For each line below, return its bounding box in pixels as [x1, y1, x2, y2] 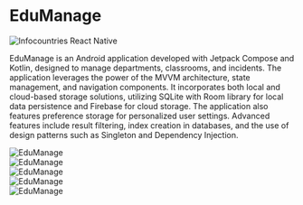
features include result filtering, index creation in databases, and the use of [9, 119, 289, 131]
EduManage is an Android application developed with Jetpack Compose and [9, 52, 295, 63]
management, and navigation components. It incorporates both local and [9, 81, 280, 92]
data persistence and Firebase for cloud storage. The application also [9, 100, 269, 111]
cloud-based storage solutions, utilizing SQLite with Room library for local [9, 91, 284, 102]
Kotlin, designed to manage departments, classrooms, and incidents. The [9, 62, 282, 73]
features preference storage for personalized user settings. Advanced [9, 110, 270, 121]
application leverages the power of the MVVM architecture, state [9, 71, 251, 82]
